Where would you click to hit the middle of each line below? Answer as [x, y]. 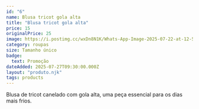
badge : [14, 56]
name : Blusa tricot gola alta [44, 17]
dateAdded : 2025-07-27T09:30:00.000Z [53, 67]
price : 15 [18, 28]
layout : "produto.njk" [34, 72]
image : [14, 39]
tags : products [25, 78]
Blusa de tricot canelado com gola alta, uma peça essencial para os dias [94, 95]
